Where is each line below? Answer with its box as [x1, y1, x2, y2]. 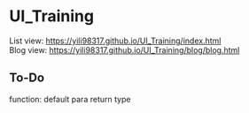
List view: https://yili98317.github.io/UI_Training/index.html [9, 35, 222, 46]
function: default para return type [9, 94, 131, 104]
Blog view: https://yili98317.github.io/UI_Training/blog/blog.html [9, 44, 240, 55]
